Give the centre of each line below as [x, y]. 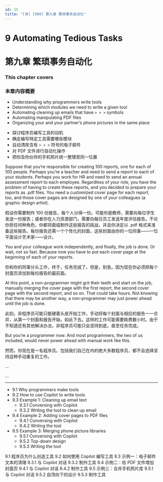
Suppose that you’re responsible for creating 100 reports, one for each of [78, 167]
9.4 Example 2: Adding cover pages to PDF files [60, 416]
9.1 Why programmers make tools [45, 390]
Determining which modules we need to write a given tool [70, 107]
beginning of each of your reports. [39, 257]
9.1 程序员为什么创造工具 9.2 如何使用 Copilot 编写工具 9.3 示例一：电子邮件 [81, 456]
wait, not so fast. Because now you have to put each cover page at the [75, 252]
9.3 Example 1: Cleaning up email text [49, 400]
